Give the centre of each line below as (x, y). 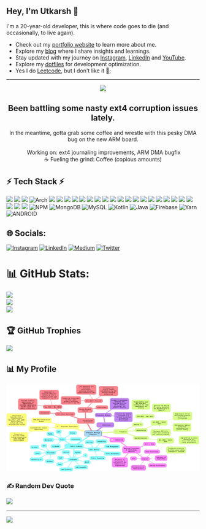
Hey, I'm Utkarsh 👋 (42, 11)
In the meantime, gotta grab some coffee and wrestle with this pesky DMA (103, 133)
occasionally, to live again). (41, 33)
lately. (103, 118)
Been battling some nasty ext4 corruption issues (103, 108)
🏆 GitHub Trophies (44, 330)
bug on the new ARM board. (103, 139)
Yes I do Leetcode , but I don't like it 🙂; (63, 71)
